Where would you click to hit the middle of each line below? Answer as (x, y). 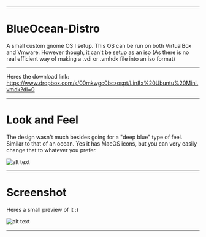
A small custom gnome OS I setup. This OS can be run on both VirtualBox (99, 45)
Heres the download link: (38, 76)
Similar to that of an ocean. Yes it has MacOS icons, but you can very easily (102, 143)
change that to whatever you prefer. (51, 150)
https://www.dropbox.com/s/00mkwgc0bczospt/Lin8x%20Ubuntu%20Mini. (102, 83)
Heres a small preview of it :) (42, 209)
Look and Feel (42, 120)
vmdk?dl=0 (21, 89)
